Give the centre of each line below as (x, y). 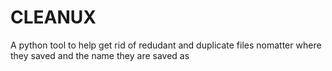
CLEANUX (53, 17)
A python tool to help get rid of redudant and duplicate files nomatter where (166, 45)
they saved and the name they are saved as (100, 55)
